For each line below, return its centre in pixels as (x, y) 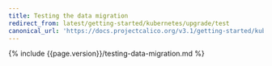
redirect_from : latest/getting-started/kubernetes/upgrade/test (119, 23)
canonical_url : (34, 31)
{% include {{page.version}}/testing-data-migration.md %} (106, 54)
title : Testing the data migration (68, 16)
